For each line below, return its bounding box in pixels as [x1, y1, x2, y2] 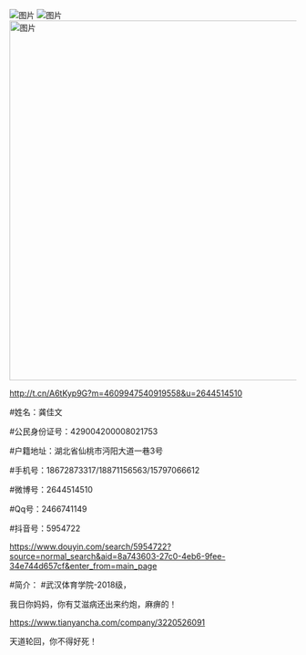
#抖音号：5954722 [9, 523, 81, 534]
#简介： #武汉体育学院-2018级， [9, 579, 132, 590]
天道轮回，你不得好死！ [9, 636, 97, 647]
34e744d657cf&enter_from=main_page [9, 561, 158, 571]
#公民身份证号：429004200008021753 [9, 426, 158, 437]
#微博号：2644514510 [9, 484, 94, 494]
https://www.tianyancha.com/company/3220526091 [9, 617, 206, 628]
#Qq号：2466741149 [9, 504, 87, 515]
